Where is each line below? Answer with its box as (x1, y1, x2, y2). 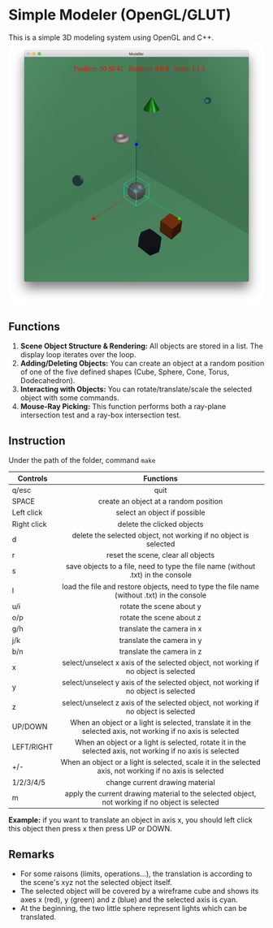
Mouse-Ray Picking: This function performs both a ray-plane (19, 402, 227, 412)
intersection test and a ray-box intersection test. (19, 410, 181, 420)
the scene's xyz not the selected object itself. (19, 878, 172, 887)
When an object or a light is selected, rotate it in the (74, 737, 246, 748)
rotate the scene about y (119, 601, 201, 611)
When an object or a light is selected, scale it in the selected (60, 758, 261, 767)
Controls (17, 473, 48, 483)
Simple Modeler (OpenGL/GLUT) (8, 6, 232, 24)
